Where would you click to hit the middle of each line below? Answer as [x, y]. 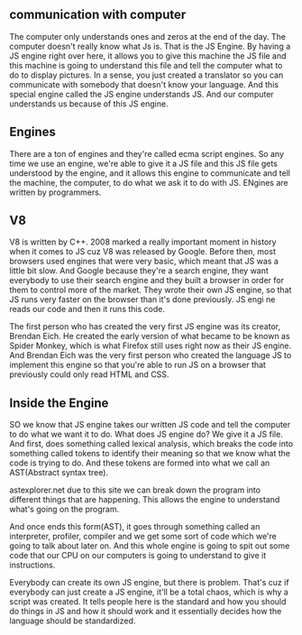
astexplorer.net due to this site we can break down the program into [135, 490]
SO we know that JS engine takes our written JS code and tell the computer [150, 425]
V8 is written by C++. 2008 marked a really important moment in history [143, 242]
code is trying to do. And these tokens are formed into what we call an [140, 463]
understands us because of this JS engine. [89, 104]
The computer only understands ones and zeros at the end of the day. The [148, 36]
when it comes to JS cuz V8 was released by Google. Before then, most [143, 252]
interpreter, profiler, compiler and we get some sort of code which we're [143, 537]
